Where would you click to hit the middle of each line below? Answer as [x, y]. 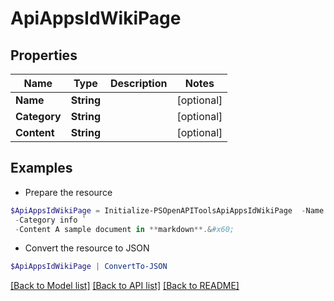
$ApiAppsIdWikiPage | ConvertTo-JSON [89, 267]
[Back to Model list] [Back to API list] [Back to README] [125, 286]
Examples [41, 168]
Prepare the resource [68, 192]
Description [139, 83]
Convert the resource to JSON [87, 248]
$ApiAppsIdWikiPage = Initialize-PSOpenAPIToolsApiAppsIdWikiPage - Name [167, 210]
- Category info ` [50, 220]
